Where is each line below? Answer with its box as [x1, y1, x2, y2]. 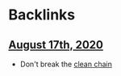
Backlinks [8, 6, 76, 24]
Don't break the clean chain [19, 59, 113, 69]
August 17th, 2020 [8, 38, 103, 52]
